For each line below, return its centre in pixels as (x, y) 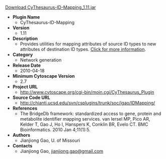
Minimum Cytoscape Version (44, 76)
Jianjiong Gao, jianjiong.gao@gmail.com (62, 151)
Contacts (22, 146)
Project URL (25, 87)
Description (25, 38)
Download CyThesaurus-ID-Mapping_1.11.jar (51, 7)
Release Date (27, 65)
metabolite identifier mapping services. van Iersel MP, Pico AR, (85, 119)
